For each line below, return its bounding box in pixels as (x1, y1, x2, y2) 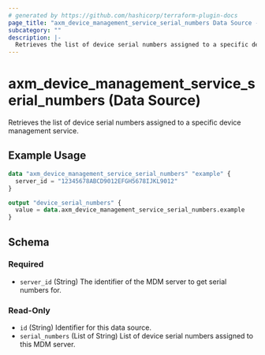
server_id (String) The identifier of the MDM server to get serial (19, 277, 227, 286)
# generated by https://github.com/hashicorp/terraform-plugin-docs (8, 11, 238, 20)
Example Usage (8, 149, 87, 163)
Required (8, 259, 44, 270)
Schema (8, 235, 50, 248)
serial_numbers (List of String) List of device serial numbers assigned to (19, 331, 254, 341)
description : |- (8, 33, 62, 42)
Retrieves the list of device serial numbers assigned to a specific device (8, 118, 242, 127)
